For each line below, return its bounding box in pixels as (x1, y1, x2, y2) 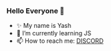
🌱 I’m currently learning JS (16, 29, 92, 37)
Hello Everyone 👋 (6, 6, 64, 16)
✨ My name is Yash (16, 22, 72, 30)
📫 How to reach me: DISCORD (16, 37, 104, 45)
